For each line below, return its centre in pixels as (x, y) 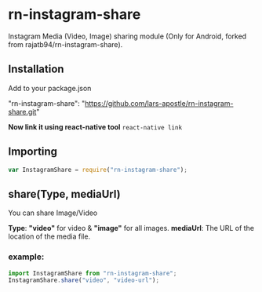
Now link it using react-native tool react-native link (95, 126)
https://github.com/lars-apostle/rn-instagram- (159, 103)
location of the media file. (49, 236)
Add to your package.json (50, 88)
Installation (36, 69)
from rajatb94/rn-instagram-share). (65, 44)
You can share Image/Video (53, 213)
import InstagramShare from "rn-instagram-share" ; (93, 273)
